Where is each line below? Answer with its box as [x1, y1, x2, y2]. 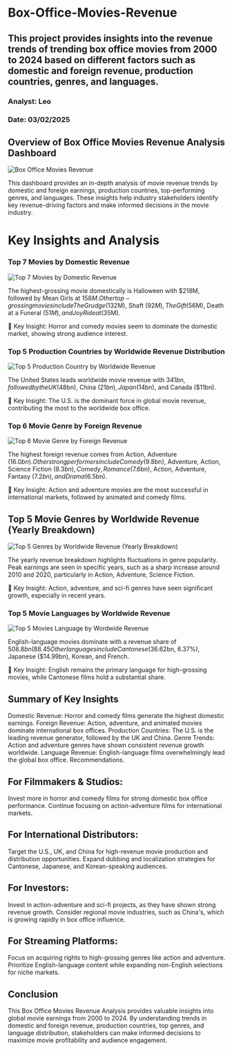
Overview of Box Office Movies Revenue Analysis [8, 136, 225, 148]
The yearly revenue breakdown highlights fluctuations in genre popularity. [8, 556, 218, 564]
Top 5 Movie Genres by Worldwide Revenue [8, 513, 200, 525]
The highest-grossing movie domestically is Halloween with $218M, [8, 286, 200, 295]
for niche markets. [8, 968, 60, 977]
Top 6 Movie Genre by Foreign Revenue [8, 421, 142, 431]
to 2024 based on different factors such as [8, 54, 196, 66]
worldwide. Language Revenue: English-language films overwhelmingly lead [8, 748, 225, 757]
